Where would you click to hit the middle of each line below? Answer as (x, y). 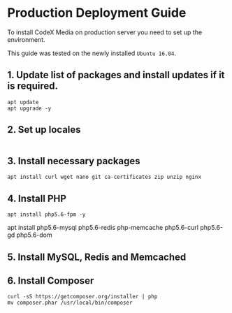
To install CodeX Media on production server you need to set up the (105, 32)
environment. (26, 39)
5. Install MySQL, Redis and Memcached (97, 257)
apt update (23, 102)
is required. (32, 86)
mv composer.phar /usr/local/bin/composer (70, 303)
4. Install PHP (37, 198)
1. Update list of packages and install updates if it (116, 75)
